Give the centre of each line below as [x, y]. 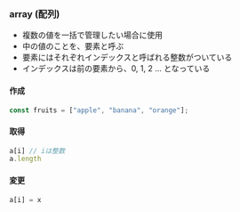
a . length [25, 159]
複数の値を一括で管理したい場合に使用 [92, 35]
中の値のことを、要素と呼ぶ [73, 46]
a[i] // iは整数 [37, 151]
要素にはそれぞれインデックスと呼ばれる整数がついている [127, 57]
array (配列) [35, 13]
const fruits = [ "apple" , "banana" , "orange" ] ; [99, 110]
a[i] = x [25, 200]
